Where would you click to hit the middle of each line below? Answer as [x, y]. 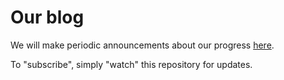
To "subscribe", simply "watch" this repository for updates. [131, 64]
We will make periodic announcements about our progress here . [142, 45]
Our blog [47, 17]
